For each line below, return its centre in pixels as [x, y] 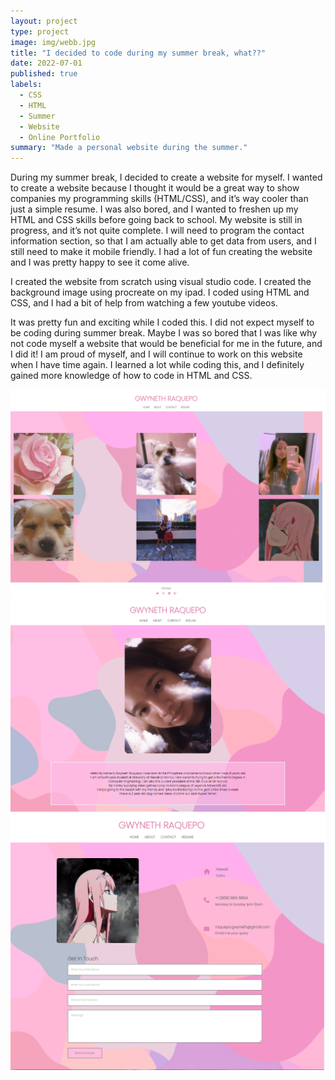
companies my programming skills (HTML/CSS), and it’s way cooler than [159, 199]
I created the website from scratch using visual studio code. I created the [161, 282]
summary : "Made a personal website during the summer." [129, 148]
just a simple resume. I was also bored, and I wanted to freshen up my [154, 209]
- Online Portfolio [60, 137]
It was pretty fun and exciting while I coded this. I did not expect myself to [162, 322]
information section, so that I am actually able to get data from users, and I [163, 241]
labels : [26, 85]
